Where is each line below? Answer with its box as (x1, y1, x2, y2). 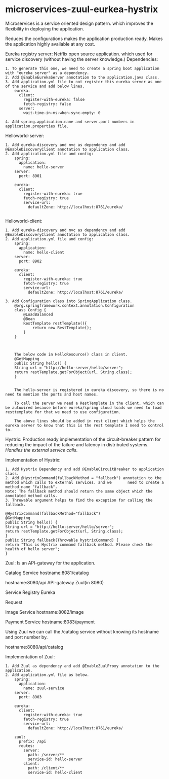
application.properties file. (5, 123, 69, 129)
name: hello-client (23, 250, 65, 255)
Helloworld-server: (5, 132, 45, 138)
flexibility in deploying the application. (5, 25, 85, 31)
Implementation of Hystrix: (5, 456, 61, 463)
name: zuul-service (23, 686, 65, 691)
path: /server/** (27, 752, 65, 757)
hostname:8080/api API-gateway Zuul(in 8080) (5, 579, 104, 585)
